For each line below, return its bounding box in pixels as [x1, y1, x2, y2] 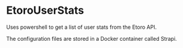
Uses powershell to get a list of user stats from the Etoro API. [6, 23, 157, 31]
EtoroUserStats [6, 4, 85, 17]
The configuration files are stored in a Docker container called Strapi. [6, 35, 177, 42]
